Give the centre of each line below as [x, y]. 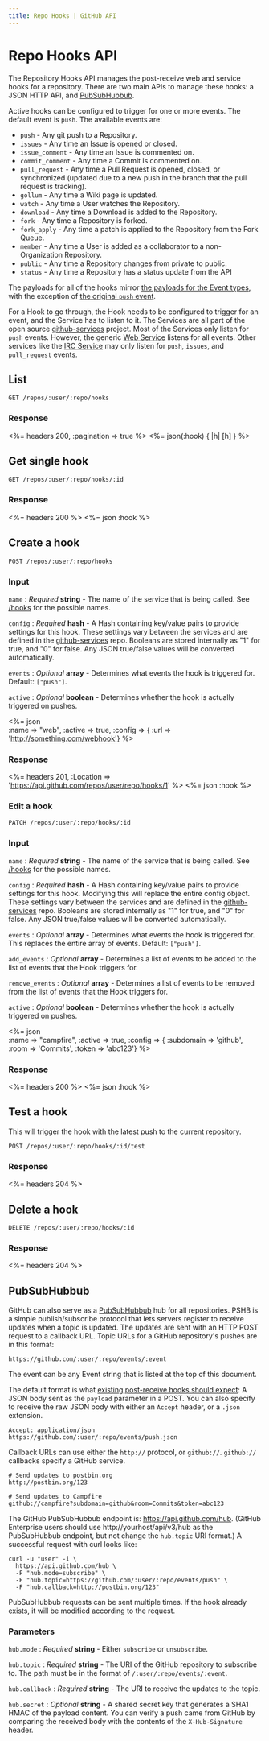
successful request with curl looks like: [73, 1545]
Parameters [31, 1631]
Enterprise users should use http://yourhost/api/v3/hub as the [111, 1528]
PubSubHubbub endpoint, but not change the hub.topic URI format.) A [125, 1536]
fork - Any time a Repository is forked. [84, 220]
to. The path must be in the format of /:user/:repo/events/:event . [118, 1673]
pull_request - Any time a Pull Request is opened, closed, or [120, 169]
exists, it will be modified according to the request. [92, 1611]
